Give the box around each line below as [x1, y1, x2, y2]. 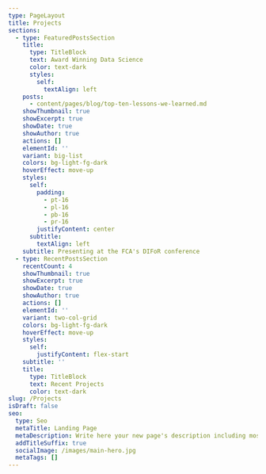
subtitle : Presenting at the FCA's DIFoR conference [22, 247, 200, 255]
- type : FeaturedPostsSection [15, 33, 115, 42]
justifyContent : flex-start [36, 350, 129, 359]
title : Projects [8, 19, 62, 27]
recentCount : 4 [22, 262, 73, 270]
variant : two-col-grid [22, 314, 97, 322]
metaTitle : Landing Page [15, 424, 97, 432]
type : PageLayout [8, 11, 66, 20]
